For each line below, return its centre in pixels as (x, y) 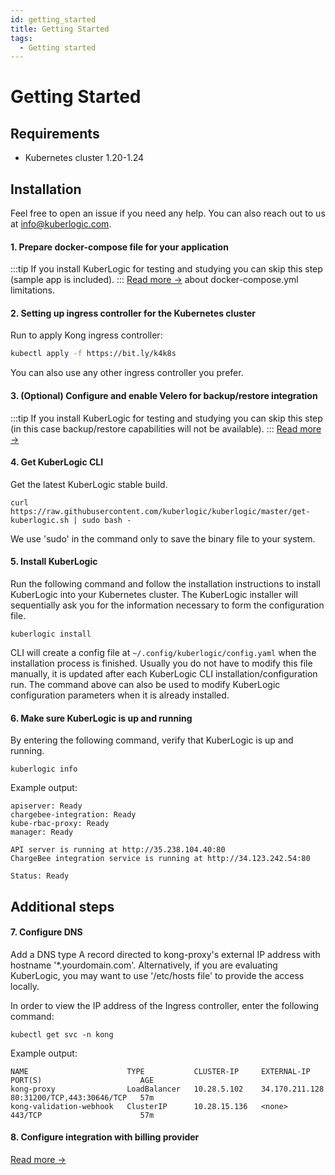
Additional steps (62, 906)
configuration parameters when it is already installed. (120, 695)
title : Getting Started (60, 29)
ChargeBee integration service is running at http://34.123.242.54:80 (160, 859)
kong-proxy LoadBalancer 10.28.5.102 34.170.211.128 (167, 1089)
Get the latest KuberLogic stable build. (89, 484)
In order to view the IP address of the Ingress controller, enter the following (165, 1005)
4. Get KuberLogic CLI (57, 462)
